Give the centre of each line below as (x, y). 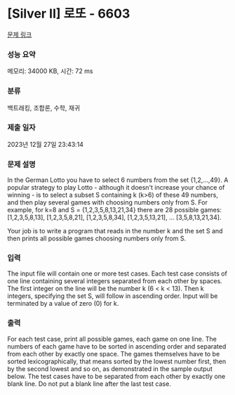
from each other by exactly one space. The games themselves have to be (114, 354)
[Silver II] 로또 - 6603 (69, 14)
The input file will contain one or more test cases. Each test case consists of (117, 273)
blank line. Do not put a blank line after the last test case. (89, 384)
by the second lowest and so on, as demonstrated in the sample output (110, 368)
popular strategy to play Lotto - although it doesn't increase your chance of (116, 188)
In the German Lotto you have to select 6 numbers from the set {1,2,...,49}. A (118, 180)
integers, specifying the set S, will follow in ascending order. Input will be (113, 296)
